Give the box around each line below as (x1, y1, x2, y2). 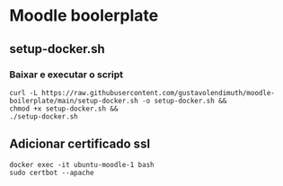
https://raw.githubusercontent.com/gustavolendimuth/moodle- (41, 88, 276, 97)
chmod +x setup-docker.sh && (9, 104, 119, 113)
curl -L (9, 88, 39, 97)
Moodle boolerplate (9, 5, 159, 26)
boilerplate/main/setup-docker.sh (9, 96, 139, 105)
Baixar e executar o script (9, 68, 124, 81)
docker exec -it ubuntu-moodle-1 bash (9, 160, 155, 169)
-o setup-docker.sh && (142, 96, 227, 105)
